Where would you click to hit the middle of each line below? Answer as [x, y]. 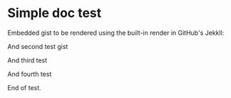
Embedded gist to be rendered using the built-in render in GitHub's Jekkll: [116, 33]
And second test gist [38, 46]
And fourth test [30, 74]
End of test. [24, 87]
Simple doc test [55, 13]
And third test [27, 60]
